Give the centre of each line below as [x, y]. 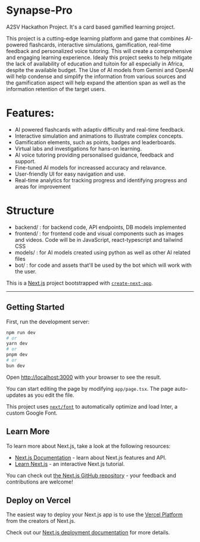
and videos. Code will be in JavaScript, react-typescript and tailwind [99, 239]
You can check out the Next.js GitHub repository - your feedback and [91, 475]
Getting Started [35, 307]
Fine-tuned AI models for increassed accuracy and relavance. [90, 167]
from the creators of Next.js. [41, 521]
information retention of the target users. [56, 89]
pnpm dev [17, 355]
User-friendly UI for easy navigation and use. [70, 174]
